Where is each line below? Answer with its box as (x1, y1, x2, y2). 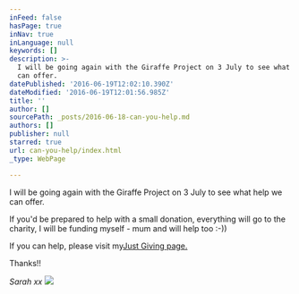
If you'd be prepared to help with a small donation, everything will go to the (9, 214, 286, 224)
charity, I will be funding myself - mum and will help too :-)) (9, 223, 227, 233)
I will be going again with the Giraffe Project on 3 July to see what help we (9, 187, 283, 197)
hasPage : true (9, 21, 63, 30)
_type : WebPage (9, 154, 66, 164)
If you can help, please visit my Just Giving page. (9, 240, 188, 251)
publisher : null (9, 130, 70, 139)
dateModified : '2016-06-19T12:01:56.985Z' (9, 88, 170, 97)
